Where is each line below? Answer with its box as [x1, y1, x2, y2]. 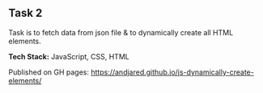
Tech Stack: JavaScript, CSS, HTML [8, 51, 129, 61]
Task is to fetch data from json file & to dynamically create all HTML [8, 27, 234, 37]
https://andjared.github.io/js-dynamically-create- [90, 67, 255, 77]
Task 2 [8, 6, 43, 20]
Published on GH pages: [8, 67, 90, 77]
